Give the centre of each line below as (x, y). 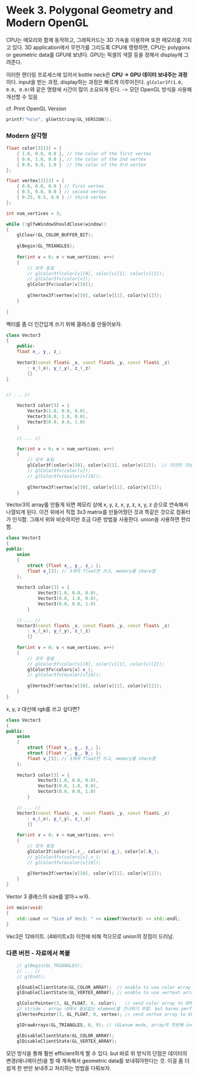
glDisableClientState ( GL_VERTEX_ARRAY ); (67, 1041)
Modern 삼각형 (27, 135)
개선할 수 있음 (22, 97)
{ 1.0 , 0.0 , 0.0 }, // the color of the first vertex (84, 154)
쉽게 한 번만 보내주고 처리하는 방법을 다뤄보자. (59, 1068)
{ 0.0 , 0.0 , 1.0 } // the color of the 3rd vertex (81, 165)
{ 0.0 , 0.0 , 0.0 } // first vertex (60, 187)
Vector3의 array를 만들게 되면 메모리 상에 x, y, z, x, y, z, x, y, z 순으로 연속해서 (97, 505)
